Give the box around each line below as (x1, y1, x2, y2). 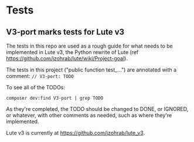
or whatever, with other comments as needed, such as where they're (6, 112, 172, 119)
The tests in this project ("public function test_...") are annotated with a (6, 66, 177, 73)
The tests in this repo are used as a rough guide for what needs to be (6, 42, 173, 49)
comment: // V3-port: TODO (6, 73, 74, 79)
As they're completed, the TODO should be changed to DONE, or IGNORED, (6, 106, 189, 112)
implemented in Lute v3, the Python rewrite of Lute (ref (6, 49, 139, 56)
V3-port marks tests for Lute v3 (6, 27, 125, 37)
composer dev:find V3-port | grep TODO (6, 95, 104, 101)
